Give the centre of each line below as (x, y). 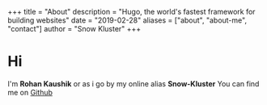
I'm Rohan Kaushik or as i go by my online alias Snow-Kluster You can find (133, 83)
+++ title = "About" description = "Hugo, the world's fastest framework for (131, 12)
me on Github (30, 92)
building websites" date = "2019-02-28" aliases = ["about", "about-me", (127, 20)
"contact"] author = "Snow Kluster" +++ (74, 29)
